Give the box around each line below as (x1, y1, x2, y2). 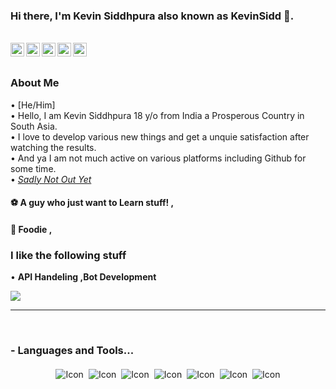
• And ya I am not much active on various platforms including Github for (10, 152, 307, 164)
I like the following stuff (10, 248, 127, 262)
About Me (10, 76, 60, 90)
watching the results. (10, 141, 97, 153)
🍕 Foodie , (10, 223, 53, 235)
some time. (10, 162, 57, 174)
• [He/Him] (10, 99, 56, 111)
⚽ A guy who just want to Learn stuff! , (10, 197, 175, 209)
